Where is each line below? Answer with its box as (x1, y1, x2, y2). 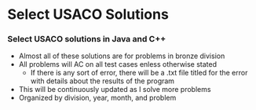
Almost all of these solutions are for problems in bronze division (18, 51, 225, 60)
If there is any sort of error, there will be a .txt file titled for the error (30, 68, 248, 78)
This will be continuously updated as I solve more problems (18, 85, 211, 94)
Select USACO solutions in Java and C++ (7, 34, 166, 45)
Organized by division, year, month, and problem (18, 93, 177, 103)
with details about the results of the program (30, 76, 174, 86)
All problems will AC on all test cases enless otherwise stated (18, 60, 218, 69)
